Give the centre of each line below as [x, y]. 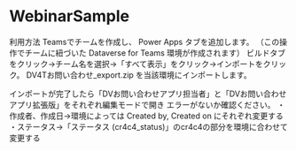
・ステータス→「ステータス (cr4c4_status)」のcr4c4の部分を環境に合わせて [148, 126]
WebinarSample [70, 16]
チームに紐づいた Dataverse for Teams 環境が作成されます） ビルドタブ [155, 53]
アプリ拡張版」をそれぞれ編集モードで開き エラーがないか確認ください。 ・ [147, 104]
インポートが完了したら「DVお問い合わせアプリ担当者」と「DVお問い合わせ [148, 94]
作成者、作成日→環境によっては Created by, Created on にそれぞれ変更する [146, 116]
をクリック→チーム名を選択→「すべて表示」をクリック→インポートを [136, 64]
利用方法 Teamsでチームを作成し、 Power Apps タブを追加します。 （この [144, 42]
